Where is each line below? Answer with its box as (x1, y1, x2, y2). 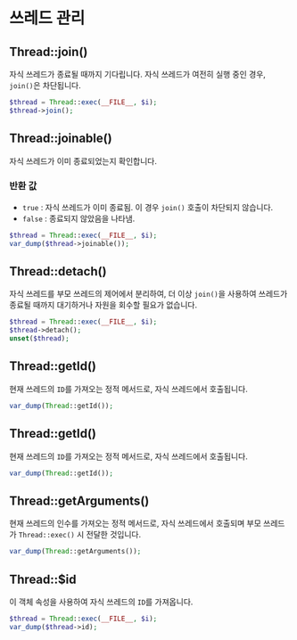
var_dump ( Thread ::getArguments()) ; (9, 547, 142, 556)
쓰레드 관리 (9, 8, 86, 29)
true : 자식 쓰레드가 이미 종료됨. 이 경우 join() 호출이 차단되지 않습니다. (21, 201, 274, 212)
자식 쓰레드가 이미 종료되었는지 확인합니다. (9, 155, 158, 166)
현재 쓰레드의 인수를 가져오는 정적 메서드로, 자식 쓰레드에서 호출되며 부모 (9, 518, 261, 529)
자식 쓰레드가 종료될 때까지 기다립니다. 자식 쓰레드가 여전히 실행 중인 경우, (9, 69, 266, 79)
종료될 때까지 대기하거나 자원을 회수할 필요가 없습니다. (9, 299, 198, 310)
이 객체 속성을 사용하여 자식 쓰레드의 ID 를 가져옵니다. (9, 596, 194, 607)
